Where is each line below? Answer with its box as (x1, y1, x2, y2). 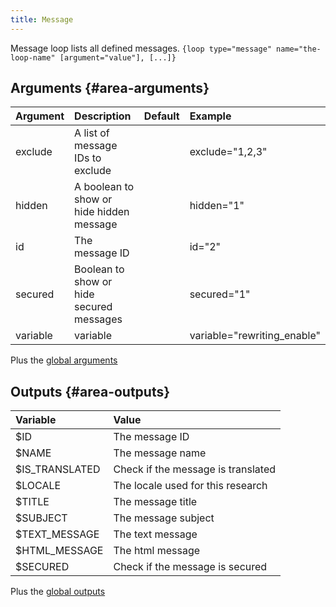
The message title (113, 495, 198, 509)
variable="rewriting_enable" (189, 329, 321, 343)
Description (74, 109, 132, 123)
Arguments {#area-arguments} (10, 80, 210, 97)
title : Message (10, 14, 74, 25)
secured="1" (189, 287, 251, 301)
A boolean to (74, 180, 135, 194)
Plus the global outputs (10, 586, 106, 598)
